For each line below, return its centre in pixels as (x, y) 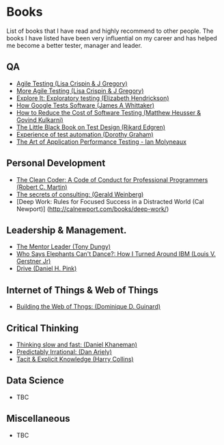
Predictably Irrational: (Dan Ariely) (64, 352)
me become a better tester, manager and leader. (74, 45)
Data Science (35, 381)
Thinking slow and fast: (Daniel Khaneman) (77, 344)
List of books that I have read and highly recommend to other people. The (110, 31)
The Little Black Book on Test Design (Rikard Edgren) (90, 127)
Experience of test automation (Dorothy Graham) (85, 134)
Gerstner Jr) (33, 262)
